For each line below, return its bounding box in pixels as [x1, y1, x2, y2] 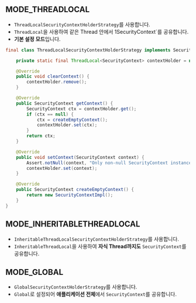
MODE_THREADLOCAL [5, 5, 90, 15]
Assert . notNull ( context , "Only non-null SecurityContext [26, 160, 168, 166]
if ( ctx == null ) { [26, 111, 74, 117]
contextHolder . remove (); [26, 79, 87, 85]
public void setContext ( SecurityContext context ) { [16, 154, 145, 160]
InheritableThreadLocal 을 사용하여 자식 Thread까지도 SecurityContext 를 [13, 242, 187, 250]
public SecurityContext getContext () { [16, 100, 114, 106]
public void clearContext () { [16, 74, 90, 79]
